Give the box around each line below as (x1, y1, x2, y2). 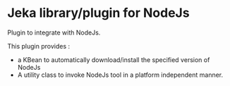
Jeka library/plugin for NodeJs (7, 5, 190, 21)
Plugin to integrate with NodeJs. (7, 28, 101, 37)
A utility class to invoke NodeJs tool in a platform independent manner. (17, 70, 224, 79)
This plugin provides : (7, 42, 71, 50)
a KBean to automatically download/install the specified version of (17, 55, 210, 64)
